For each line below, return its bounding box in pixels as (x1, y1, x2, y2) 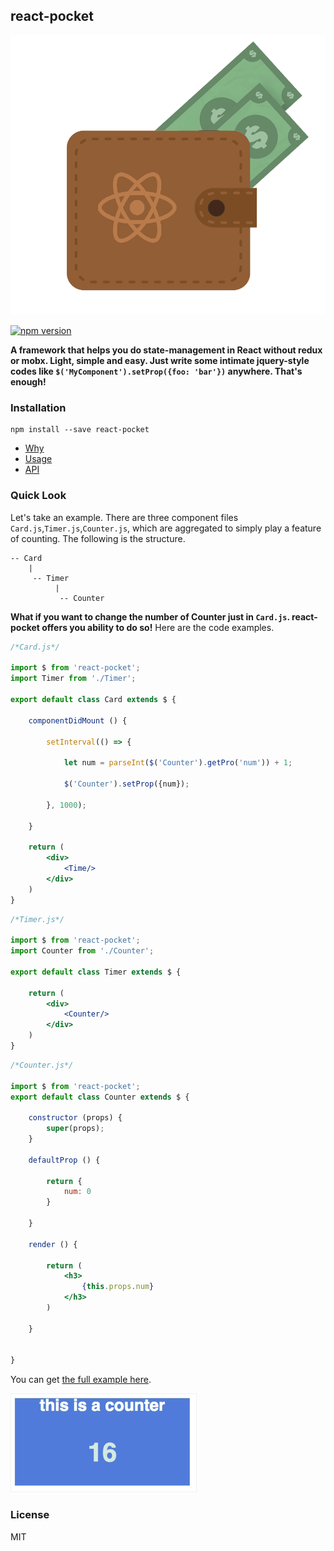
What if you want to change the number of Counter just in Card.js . (10, 610, 290, 623)
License (10, 1508, 50, 1522)
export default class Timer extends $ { (10, 967, 182, 977)
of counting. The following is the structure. (10, 532, 186, 544)
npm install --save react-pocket (10, 425, 150, 435)
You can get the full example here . (10, 1374, 152, 1386)
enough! (10, 376, 47, 388)
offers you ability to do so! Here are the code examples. (41, 621, 275, 633)
